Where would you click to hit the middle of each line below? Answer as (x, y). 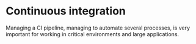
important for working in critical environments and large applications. (93, 34)
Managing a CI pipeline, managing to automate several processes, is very (98, 28)
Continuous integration (66, 11)
